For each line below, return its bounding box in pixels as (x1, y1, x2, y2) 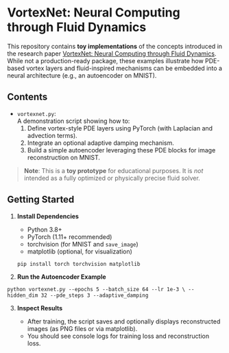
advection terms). (27, 131, 77, 139)
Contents (7, 91, 48, 103)
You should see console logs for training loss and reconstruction (27, 332, 210, 341)
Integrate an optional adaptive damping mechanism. (27, 139, 175, 147)
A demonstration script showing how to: (16, 117, 130, 125)
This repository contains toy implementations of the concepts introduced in (7, 42, 223, 50)
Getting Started (7, 194, 75, 205)
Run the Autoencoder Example (16, 273, 106, 281)
